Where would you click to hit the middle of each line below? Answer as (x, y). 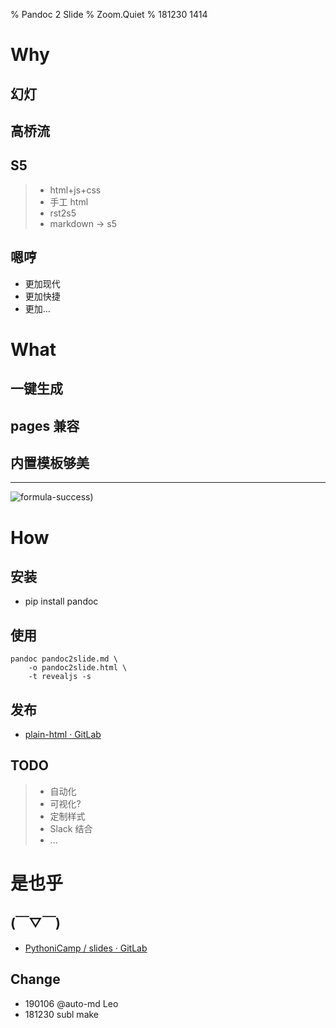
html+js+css (75, 190)
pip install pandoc (61, 601)
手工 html (69, 201)
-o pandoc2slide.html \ (78, 668)
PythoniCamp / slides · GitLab (86, 948)
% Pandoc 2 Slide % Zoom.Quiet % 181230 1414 (109, 14)
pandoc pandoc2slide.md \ (64, 659)
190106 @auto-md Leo (71, 1003)
